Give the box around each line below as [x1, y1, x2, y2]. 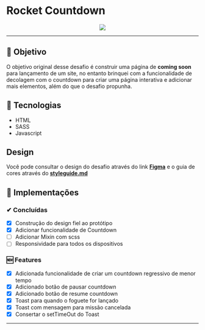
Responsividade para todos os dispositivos [15, 240, 123, 248]
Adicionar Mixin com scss [15, 233, 81, 241]
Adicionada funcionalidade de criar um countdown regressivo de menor [15, 270, 196, 277]
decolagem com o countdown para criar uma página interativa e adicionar [6, 76, 192, 83]
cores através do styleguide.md [6, 170, 88, 177]
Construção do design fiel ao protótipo [15, 220, 113, 227]
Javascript [15, 129, 42, 137]
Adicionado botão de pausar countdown [15, 283, 117, 290]
